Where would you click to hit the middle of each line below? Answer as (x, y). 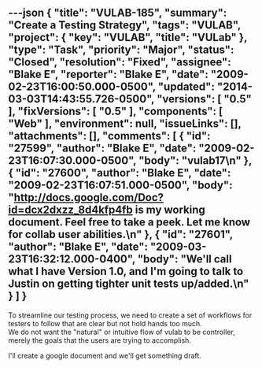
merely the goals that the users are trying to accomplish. (100, 340)
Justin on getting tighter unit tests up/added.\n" (129, 284)
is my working (170, 210)
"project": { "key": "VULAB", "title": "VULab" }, (128, 37)
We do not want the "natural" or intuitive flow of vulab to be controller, (122, 332)
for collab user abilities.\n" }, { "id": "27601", (121, 234)
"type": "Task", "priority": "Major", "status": (121, 50)
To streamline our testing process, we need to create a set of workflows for (130, 315)
